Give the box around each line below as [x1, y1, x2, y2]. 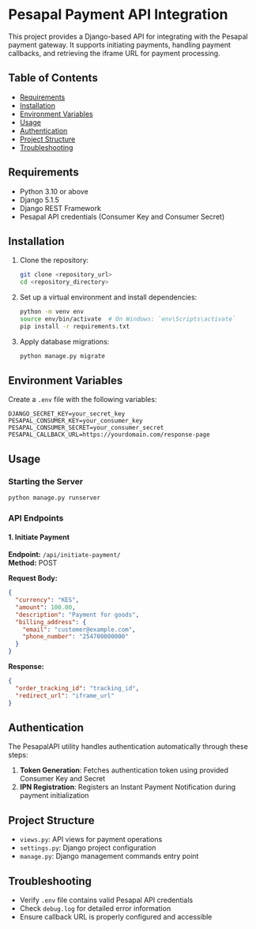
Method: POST [8, 559, 58, 568]
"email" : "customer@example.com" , [22, 626, 136, 634]
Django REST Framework [19, 203, 101, 213]
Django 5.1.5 [19, 195, 59, 205]
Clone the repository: [19, 255, 89, 265]
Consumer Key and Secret [19, 774, 106, 784]
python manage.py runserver [8, 494, 101, 502]
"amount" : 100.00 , [15, 603, 77, 611]
